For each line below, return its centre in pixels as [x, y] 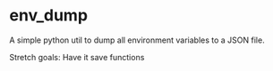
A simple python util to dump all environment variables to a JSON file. [137, 40]
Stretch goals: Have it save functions [77, 57]
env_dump [48, 16]
